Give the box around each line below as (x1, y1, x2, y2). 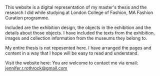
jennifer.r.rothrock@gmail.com (5, 65, 67, 71)
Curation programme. (5, 15, 49, 20)
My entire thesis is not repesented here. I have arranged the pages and (5, 45, 151, 50)
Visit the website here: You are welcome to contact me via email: (5, 60, 138, 65)
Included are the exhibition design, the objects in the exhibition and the (5, 24, 151, 30)
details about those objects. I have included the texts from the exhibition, (5, 30, 155, 35)
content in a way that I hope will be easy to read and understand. (5, 50, 139, 56)
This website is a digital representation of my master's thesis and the (5, 4, 147, 10)
